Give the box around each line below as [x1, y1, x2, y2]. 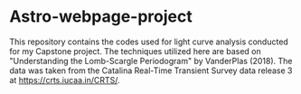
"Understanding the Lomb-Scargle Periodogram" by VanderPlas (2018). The [9, 55, 293, 66]
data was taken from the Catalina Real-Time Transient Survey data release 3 [9, 65, 293, 76]
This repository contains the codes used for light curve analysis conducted [9, 36, 289, 47]
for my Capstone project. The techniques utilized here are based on [9, 45, 262, 56]
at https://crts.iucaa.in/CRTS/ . [9, 74, 120, 85]
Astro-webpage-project [9, 6, 193, 27]
